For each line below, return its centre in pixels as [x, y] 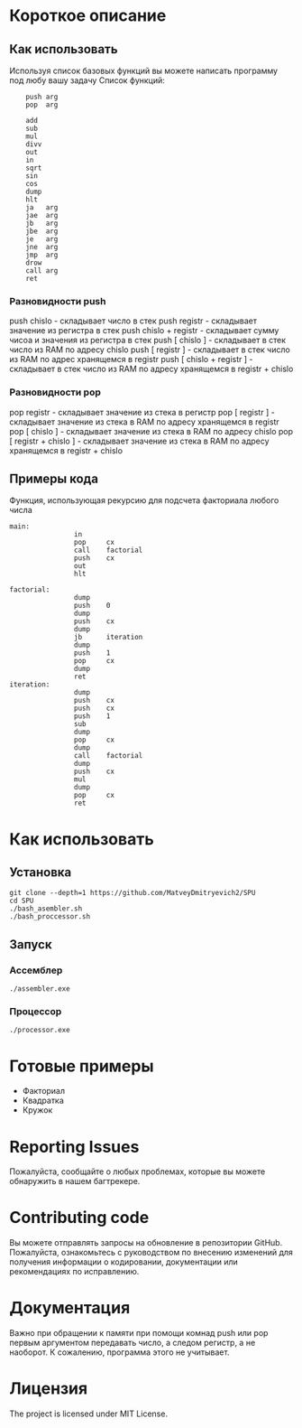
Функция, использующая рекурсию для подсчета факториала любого [144, 500]
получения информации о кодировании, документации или [124, 1262]
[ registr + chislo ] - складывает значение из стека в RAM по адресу [139, 441]
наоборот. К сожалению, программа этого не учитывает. [119, 1352]
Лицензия [49, 1389]
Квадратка [43, 1101]
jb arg [42, 223]
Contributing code [79, 1218]
